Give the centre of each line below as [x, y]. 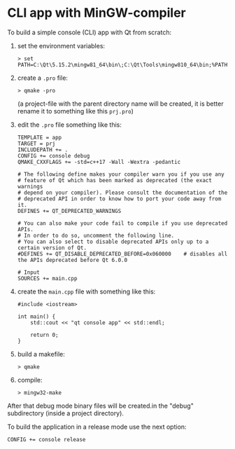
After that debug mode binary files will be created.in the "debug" [100, 406]
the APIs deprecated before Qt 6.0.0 [72, 260]
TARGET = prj [36, 144]
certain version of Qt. [52, 248]
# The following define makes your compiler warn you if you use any [121, 174]
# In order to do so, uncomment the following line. [96, 235]
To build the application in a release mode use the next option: [97, 427]
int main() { [36, 317]
